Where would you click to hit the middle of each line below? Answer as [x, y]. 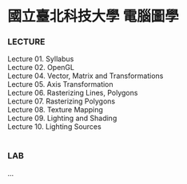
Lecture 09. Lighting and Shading [62, 118]
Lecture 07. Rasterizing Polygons [62, 101]
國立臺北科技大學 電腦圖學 [93, 16]
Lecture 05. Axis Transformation [60, 84]
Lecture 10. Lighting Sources [54, 127]
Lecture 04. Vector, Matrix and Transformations [86, 76]
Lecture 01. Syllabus [41, 59]
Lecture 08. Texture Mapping [55, 110]
